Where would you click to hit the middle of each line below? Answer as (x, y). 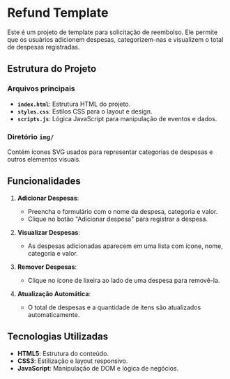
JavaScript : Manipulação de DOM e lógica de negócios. (98, 368)
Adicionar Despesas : (48, 198)
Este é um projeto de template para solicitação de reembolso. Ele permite (113, 32)
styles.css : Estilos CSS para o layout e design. (85, 111)
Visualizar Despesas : (48, 232)
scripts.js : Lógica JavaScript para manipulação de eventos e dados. (117, 118)
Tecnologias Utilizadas (58, 337)
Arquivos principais (41, 88)
